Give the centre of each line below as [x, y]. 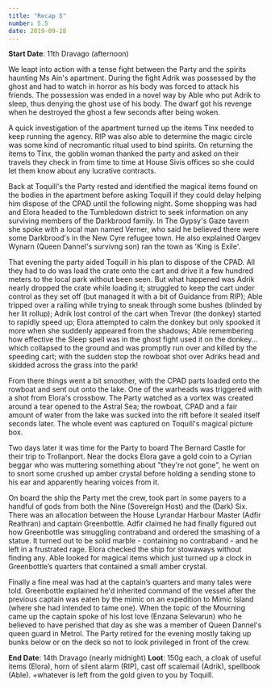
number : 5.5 [28, 23]
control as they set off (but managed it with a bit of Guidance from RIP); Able [135, 296]
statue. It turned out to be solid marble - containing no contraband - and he [133, 541]
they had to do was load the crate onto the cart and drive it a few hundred [131, 271]
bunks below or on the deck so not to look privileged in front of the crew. [129, 642]
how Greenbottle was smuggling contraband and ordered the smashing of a [134, 532]
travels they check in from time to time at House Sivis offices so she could [131, 162]
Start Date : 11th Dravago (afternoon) [69, 54]
